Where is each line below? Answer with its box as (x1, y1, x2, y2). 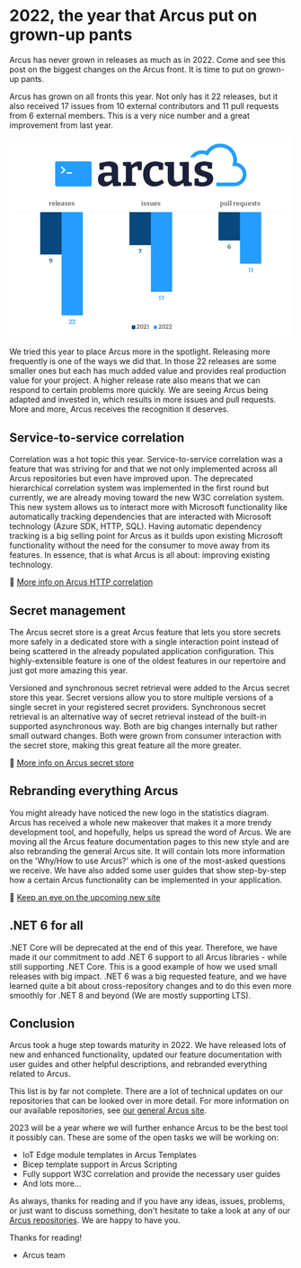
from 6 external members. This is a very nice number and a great (9, 110, 250, 121)
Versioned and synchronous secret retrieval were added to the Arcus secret (9, 682, 290, 693)
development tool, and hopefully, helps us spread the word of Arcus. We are (9, 826, 292, 837)
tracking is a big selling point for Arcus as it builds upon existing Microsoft (9, 531, 283, 542)
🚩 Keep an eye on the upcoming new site (9, 891, 161, 902)
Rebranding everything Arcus (9, 783, 179, 798)
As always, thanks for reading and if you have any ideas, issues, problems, (9, 1196, 286, 1207)
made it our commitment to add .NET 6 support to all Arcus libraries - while (9, 952, 288, 962)
